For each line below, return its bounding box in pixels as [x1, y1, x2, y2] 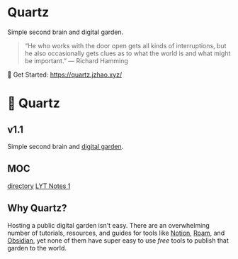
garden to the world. [7, 243, 67, 252]
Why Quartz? [7, 202, 67, 214]
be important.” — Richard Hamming [24, 56, 129, 65]
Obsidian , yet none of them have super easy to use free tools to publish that [7, 236, 229, 245]
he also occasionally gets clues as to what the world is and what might [24, 49, 231, 57]
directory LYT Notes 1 [7, 182, 71, 190]
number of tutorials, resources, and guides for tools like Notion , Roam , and [7, 228, 225, 237]
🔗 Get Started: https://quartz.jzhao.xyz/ [7, 70, 123, 79]
